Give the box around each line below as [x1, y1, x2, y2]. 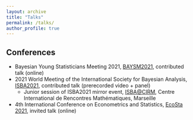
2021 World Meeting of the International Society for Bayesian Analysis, [14, 75, 188, 83]
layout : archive [6, 8, 46, 15]
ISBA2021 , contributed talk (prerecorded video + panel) [14, 82, 151, 89]
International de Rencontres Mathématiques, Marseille [23, 94, 156, 102]
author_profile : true [6, 25, 60, 31]
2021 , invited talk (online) [14, 108, 77, 115]
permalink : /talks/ [6, 20, 55, 26]
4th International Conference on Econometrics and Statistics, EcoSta [14, 101, 183, 108]
